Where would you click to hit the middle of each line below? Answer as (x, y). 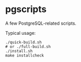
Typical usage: (21, 33)
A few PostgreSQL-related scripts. (41, 23)
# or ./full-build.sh (28, 46)
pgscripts (26, 9)
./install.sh (19, 51)
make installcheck (25, 55)
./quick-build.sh (24, 42)
